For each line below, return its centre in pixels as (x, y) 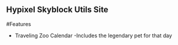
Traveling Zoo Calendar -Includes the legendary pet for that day (93, 36)
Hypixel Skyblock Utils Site (57, 10)
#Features (19, 24)
